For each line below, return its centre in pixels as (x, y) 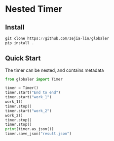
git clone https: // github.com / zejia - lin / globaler (57, 38)
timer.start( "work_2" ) (28, 111)
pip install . (20, 43)
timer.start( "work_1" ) (28, 97)
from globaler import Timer (34, 79)
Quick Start (23, 58)
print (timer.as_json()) (30, 129)
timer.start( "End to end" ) (33, 93)
